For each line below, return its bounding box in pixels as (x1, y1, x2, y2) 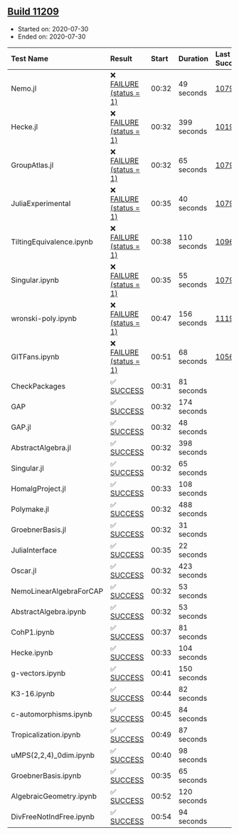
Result (110, 53, 133, 63)
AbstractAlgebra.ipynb (11, 606, 87, 616)
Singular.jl (11, 463, 44, 473)
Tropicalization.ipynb (11, 729, 81, 739)
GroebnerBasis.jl (11, 524, 66, 534)
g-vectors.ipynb (11, 668, 66, 678)
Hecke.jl (11, 121, 38, 131)
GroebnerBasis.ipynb (11, 770, 82, 780)
